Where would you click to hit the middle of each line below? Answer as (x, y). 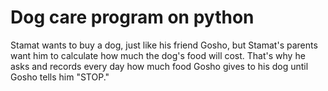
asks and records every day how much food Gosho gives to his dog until (159, 66)
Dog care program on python (132, 17)
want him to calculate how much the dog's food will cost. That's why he (158, 55)
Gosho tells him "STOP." (60, 77)
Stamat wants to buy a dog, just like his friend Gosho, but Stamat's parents (164, 45)
